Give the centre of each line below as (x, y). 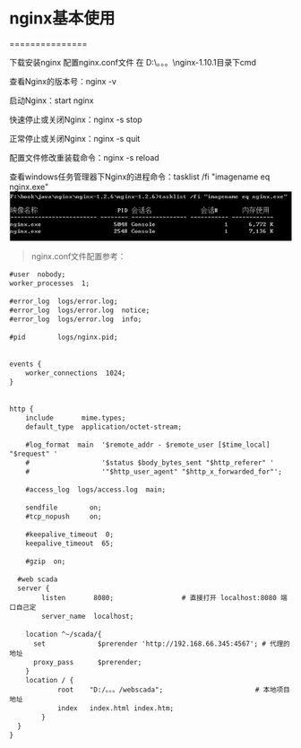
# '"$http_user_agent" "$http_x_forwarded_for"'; (154, 472)
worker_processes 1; (50, 283)
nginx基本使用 (62, 18)
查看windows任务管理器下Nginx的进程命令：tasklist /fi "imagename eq (140, 177)
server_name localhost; (88, 617)
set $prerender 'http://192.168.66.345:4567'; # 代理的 (161, 644)
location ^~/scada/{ (64, 635)
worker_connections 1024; (76, 373)
